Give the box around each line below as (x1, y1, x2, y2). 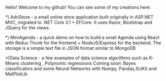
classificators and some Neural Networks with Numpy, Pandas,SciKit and (5, 65, 157, 71)
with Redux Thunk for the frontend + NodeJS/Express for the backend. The (5, 40, 161, 46)
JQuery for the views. (5, 25, 50, 31)
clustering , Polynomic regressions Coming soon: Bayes (20, 60, 136, 66)
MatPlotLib (5, 71, 28, 77)
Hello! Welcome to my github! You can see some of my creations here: (5, 5, 151, 10)
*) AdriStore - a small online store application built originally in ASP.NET (5, 14, 154, 20)
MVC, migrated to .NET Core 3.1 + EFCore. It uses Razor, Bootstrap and (5, 20, 152, 25)
